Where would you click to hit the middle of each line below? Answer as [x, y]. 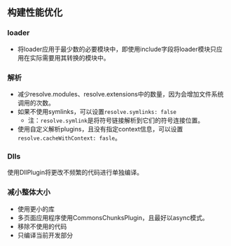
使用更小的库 [36, 209]
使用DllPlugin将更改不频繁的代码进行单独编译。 [75, 173]
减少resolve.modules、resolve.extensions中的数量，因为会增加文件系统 [120, 94]
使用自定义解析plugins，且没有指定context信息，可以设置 [100, 129]
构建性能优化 [35, 13]
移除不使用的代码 [42, 226]
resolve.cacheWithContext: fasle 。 [69, 138]
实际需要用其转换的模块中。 [70, 57]
